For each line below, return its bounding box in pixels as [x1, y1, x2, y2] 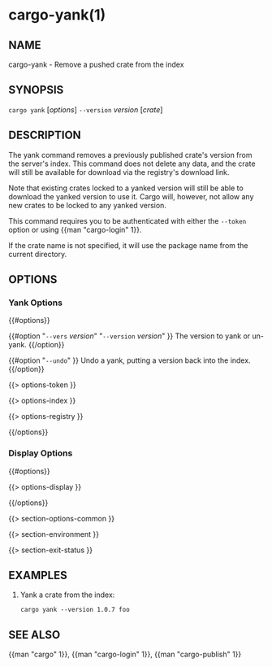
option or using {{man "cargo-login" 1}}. [8, 225, 142, 234]
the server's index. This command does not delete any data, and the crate [8, 159, 256, 168]
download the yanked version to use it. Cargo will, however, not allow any [8, 191, 254, 201]
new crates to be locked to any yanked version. [8, 200, 166, 210]
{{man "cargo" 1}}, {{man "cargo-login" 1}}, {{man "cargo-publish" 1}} [8, 649, 242, 660]
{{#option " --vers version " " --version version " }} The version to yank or [8, 331, 251, 341]
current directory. [8, 249, 67, 259]
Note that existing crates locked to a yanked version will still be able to [8, 183, 244, 193]
